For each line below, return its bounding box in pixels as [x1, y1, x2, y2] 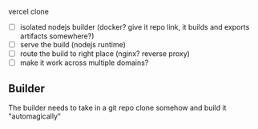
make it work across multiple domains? [19, 58, 149, 67]
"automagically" [8, 111, 62, 121]
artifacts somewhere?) [19, 31, 95, 41]
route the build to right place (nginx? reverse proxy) [19, 49, 191, 58]
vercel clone [8, 7, 50, 16]
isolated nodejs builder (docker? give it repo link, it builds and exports [19, 22, 250, 31]
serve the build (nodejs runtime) [19, 40, 127, 50]
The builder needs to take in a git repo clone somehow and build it [8, 103, 227, 113]
